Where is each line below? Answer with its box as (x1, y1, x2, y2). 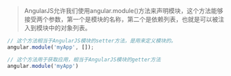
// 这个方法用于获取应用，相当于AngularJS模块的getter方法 (7, 56, 161, 63)
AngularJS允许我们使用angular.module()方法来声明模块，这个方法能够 (24, 7, 223, 14)
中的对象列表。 (48, 24, 91, 31)
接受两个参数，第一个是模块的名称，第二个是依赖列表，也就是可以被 (24, 15, 219, 23)
